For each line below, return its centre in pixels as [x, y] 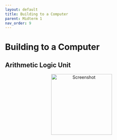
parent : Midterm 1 [24, 18]
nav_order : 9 [18, 23]
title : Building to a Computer [37, 14]
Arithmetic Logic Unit [38, 65]
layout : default [21, 9]
